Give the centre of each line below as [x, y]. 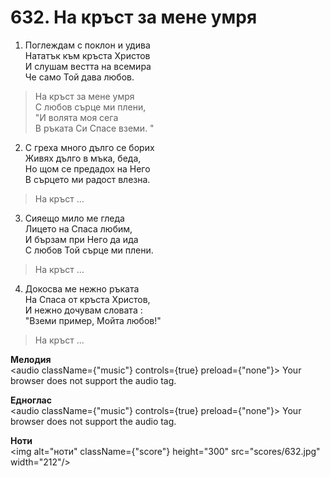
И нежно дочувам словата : [83, 310]
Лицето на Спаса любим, [78, 228]
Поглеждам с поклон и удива [87, 45]
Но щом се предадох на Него [87, 168]
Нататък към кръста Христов [87, 55]
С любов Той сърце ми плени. [89, 250]
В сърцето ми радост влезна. [87, 179]
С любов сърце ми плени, [90, 107]
